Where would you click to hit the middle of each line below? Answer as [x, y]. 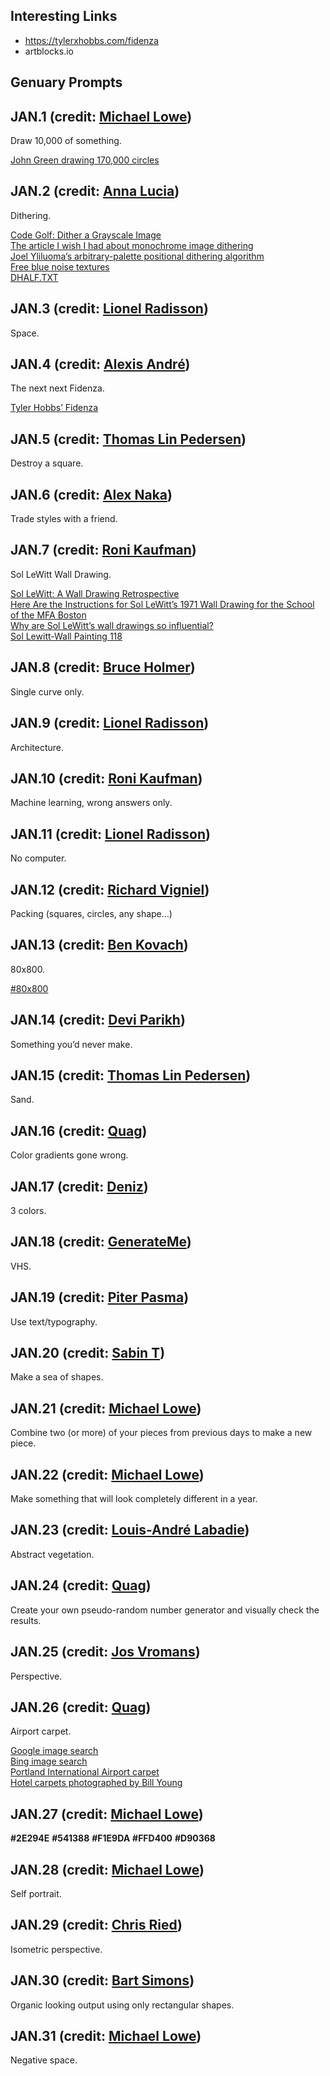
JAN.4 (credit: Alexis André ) [100, 364]
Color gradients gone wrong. [69, 1155]
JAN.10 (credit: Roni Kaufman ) [106, 778]
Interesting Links [64, 16]
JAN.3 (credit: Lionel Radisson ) [109, 309]
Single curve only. [47, 691]
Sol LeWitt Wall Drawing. [61, 574]
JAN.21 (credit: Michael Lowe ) [106, 1408]
